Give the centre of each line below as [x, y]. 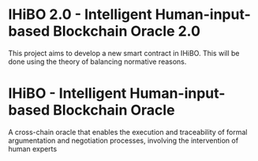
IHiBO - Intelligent [67, 94]
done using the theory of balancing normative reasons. [97, 62]
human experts [33, 148]
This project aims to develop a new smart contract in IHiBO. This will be [124, 53]
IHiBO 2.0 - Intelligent [80, 15]
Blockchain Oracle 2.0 [127, 31]
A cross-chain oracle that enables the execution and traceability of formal [128, 132]
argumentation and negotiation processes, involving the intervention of [123, 140]
